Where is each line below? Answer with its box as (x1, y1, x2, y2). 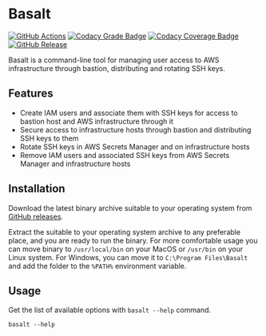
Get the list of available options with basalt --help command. (8, 305, 212, 315)
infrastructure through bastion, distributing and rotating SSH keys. (8, 63, 225, 73)
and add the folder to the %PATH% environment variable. (8, 261, 187, 271)
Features (8, 87, 54, 101)
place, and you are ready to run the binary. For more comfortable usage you (8, 235, 258, 245)
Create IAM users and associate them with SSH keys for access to (19, 108, 238, 117)
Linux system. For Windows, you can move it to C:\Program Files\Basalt (8, 252, 248, 262)
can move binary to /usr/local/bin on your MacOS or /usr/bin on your (8, 244, 244, 254)
